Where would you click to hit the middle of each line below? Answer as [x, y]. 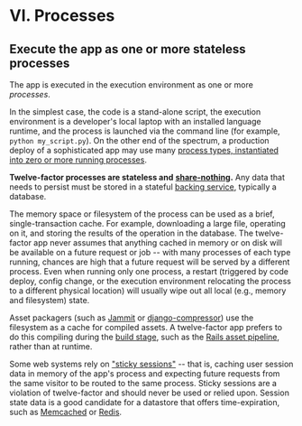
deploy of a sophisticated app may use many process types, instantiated [144, 150]
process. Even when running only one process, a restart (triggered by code [149, 271]
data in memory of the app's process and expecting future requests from [145, 374]
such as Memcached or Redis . [66, 412]
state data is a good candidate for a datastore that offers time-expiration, [145, 402]
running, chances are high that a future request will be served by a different [150, 262]
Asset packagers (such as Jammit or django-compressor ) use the [132, 318]
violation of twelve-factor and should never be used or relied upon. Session [150, 393]
